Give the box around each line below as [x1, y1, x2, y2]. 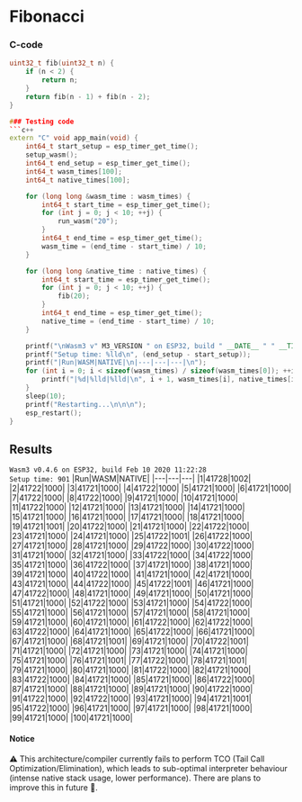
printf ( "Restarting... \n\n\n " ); [25, 400, 147, 409]
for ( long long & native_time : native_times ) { [25, 266, 207, 275]
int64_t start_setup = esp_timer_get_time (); [25, 142, 200, 151]
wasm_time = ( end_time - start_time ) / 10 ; [41, 241, 207, 251]
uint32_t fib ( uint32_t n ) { [9, 59, 115, 68]
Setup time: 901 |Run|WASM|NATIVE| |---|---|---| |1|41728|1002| [9, 473, 252, 484]
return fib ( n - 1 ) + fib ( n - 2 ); [25, 92, 151, 101]
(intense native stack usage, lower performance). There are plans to [9, 772, 262, 783]
